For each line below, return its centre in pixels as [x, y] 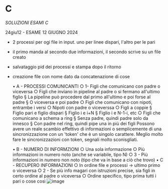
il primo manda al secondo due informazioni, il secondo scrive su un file [87, 52]
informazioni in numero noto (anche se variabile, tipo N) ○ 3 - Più [80, 154]
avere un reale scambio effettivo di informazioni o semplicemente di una [87, 129]
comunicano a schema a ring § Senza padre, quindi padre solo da [80, 118]
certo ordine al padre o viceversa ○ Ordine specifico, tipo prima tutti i [84, 175]
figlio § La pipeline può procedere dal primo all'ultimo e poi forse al [81, 97]
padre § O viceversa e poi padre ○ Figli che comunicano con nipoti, [82, 102]
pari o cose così [29, 181]
